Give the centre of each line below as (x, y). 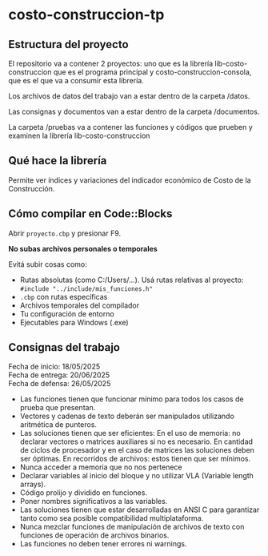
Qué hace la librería (58, 161)
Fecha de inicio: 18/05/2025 (54, 367)
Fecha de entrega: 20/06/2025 (59, 375)
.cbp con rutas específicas (64, 296)
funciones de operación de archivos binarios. (94, 535)
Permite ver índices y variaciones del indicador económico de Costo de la (130, 180)
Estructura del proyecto (69, 44)
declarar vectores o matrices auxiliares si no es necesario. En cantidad (136, 441)
